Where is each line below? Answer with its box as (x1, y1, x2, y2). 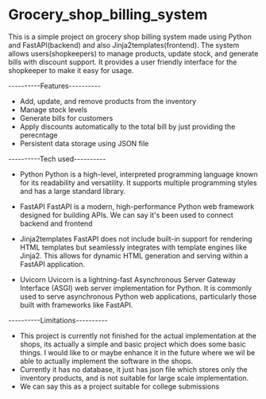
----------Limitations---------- (8, 316, 109, 325)
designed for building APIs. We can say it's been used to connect (19, 210, 233, 219)
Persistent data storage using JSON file (19, 138, 149, 148)
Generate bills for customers (19, 113, 114, 122)
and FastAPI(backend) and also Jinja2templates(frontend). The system (8, 40, 240, 49)
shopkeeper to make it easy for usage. (8, 65, 134, 75)
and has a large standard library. (19, 186, 126, 196)
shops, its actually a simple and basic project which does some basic (19, 339, 246, 349)
